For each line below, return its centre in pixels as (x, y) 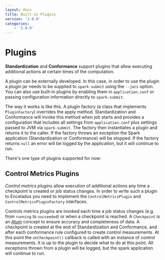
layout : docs (18, 10)
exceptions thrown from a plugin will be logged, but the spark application (79, 248)
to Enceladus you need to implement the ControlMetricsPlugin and (73, 196)
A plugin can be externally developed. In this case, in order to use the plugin (82, 81)
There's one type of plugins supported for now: (53, 158)
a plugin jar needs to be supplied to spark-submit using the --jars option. (80, 87)
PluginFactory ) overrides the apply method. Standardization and (70, 112)
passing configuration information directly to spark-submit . (65, 97)
